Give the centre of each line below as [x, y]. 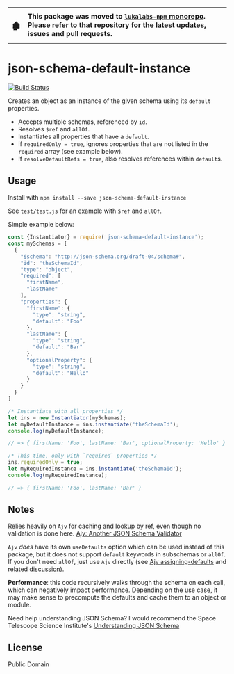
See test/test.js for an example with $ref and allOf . [85, 211]
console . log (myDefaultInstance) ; [56, 431]
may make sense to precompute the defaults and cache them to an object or [117, 597]
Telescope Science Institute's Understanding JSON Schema [94, 626]
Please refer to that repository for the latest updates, [117, 25]
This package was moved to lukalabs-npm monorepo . [116, 16]
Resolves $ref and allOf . [54, 129]
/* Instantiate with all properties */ [66, 411]
